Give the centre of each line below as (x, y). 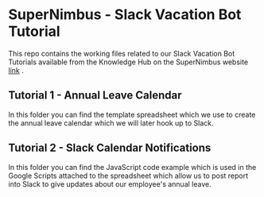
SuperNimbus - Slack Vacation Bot (125, 15)
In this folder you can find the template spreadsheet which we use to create (132, 114)
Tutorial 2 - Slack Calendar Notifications (110, 148)
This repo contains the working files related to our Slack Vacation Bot (122, 53)
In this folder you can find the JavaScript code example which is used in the (132, 167)
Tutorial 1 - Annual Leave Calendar (95, 96)
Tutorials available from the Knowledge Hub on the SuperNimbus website (128, 62)
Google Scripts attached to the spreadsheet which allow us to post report (128, 176)
